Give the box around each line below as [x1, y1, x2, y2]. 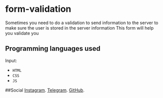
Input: [5, 58, 17, 64]
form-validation [5, 3, 72, 15]
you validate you [5, 30, 39, 36]
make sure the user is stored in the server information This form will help [5, 25, 154, 31]
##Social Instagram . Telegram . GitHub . [5, 87, 84, 93]
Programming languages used [5, 44, 101, 53]
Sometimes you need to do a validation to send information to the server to [5, 20, 159, 26]
